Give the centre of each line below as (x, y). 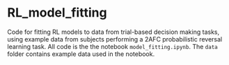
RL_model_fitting (57, 13)
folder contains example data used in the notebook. (81, 54)
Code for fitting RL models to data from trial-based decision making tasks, (113, 32)
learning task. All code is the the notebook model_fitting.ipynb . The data (112, 46)
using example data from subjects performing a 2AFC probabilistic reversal (115, 39)
